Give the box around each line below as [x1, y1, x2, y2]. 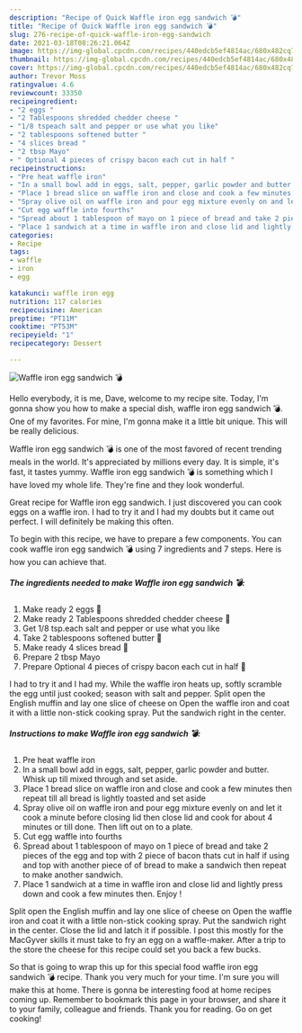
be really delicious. [9, 425, 79, 436]
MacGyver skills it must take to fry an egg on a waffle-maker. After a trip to [9, 934, 286, 945]
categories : [9, 230, 54, 239]
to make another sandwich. [22, 869, 124, 880]
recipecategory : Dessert [9, 339, 102, 348]
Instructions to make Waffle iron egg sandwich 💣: [9, 728, 200, 739]
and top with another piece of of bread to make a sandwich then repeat [22, 859, 287, 870]
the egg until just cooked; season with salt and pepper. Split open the [9, 687, 266, 698]
